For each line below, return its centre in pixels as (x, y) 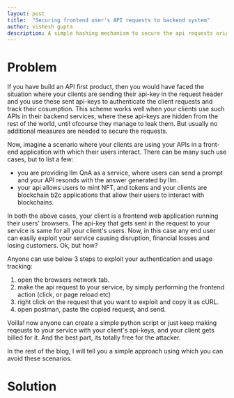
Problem (32, 67)
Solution (32, 387)
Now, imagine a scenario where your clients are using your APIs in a (104, 145)
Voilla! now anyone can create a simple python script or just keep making (112, 323)
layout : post (26, 14)
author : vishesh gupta (40, 26)
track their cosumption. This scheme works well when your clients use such (116, 109)
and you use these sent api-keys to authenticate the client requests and (110, 102)
